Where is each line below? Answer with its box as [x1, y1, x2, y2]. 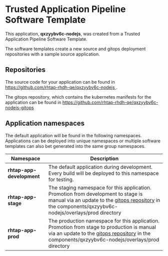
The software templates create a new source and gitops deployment [5, 46, 146, 52]
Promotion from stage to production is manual [48, 223, 156, 230]
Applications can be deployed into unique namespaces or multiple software [5, 138, 161, 144]
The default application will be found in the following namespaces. [5, 132, 142, 138]
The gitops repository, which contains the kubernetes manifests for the [5, 94, 151, 100]
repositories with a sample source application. [5, 51, 100, 57]
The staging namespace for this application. [48, 184, 151, 191]
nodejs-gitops [5, 104, 34, 111]
